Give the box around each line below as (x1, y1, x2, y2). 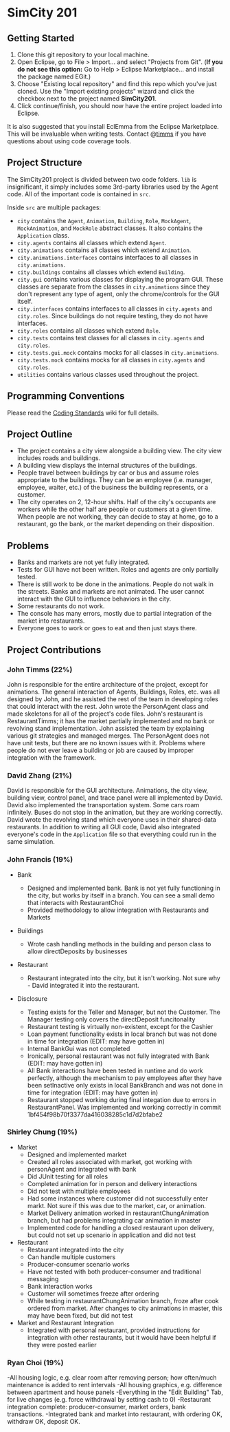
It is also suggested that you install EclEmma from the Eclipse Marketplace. (7, 123, 220, 130)
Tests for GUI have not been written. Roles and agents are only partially (16, 565, 219, 574)
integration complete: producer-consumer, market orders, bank (7, 1403, 187, 1411)
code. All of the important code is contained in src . (7, 189, 151, 198)
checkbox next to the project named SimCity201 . (16, 94, 157, 103)
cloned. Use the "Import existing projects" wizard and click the (16, 87, 194, 95)
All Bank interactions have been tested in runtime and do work (27, 1066, 204, 1075)
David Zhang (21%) (7, 770, 72, 780)
